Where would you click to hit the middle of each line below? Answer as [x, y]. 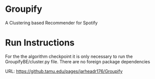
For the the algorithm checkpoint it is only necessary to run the [69, 56]
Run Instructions [40, 43]
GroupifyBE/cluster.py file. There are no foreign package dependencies [78, 61]
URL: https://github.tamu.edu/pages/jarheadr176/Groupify [64, 71]
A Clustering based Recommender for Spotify [51, 23]
